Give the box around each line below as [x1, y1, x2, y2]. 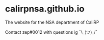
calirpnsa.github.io [5, 3, 85, 14]
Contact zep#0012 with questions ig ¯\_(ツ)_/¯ [5, 29, 98, 35]
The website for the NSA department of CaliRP [5, 19, 100, 25]
